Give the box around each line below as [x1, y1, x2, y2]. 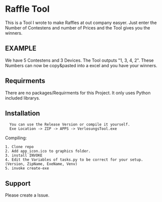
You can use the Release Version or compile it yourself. [9, 122, 131, 127]
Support [5, 179, 31, 187]
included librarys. [5, 95, 40, 101]
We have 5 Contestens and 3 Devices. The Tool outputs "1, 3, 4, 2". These [5, 57, 154, 63]
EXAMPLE [5, 44, 37, 52]
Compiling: [5, 135, 27, 141]
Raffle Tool [5, 3, 50, 15]
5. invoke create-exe [5, 166, 49, 171]
